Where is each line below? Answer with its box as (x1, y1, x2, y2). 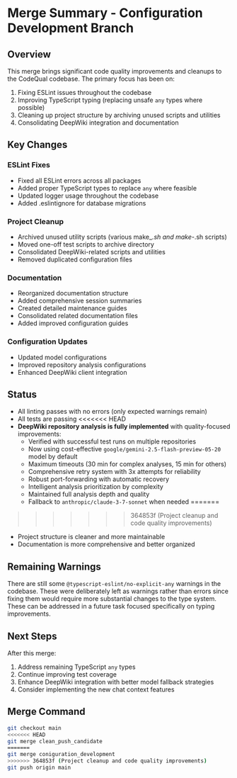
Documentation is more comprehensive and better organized (17, 540, 196, 548)
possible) (17, 103, 45, 111)
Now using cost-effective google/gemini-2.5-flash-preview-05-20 (28, 445, 221, 453)
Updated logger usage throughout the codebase (17, 191, 159, 200)
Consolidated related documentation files (17, 312, 138, 320)
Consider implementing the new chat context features (17, 685, 175, 694)
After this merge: (7, 649, 57, 658)
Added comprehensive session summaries (17, 296, 142, 305)
